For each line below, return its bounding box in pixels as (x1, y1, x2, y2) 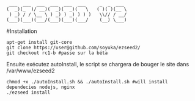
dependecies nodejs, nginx (6, 84, 75, 90)
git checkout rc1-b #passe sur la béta (6, 50, 108, 56)
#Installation (6, 27, 38, 35)
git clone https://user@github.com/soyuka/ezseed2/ (6, 44, 141, 50)
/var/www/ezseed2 (6, 67, 55, 74)
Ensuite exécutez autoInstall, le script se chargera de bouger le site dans (6, 61, 189, 68)
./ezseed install (6, 89, 51, 96)
